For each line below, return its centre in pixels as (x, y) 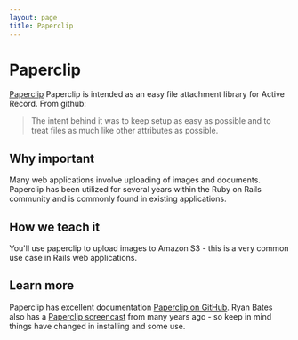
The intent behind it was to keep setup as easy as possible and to (151, 121)
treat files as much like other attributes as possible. (125, 131)
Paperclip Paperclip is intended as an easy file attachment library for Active (147, 94)
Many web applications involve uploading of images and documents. (135, 180)
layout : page (33, 17)
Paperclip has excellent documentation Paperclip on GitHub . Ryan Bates (141, 307)
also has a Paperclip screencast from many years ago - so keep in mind (141, 316)
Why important (52, 158)
